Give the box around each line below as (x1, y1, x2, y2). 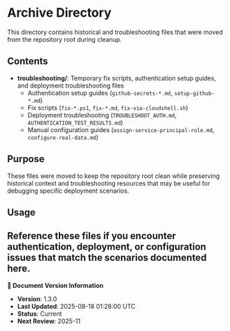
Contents (7, 56, 48, 67)
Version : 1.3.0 (17, 294, 57, 303)
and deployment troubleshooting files (17, 81, 125, 90)
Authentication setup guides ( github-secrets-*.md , (27, 88, 173, 97)
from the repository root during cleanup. (7, 35, 123, 43)
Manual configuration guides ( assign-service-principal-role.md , (27, 125, 215, 134)
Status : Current (17, 309, 62, 318)
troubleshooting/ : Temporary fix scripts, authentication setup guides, (17, 74, 216, 82)
